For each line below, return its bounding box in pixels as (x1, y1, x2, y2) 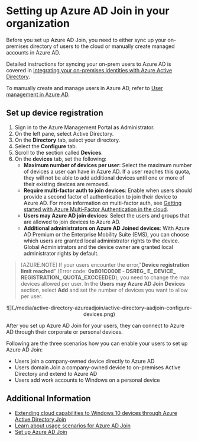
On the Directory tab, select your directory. (14, 136, 121, 143)
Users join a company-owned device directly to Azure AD (14, 357, 155, 365)
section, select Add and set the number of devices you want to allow (20, 286, 188, 293)
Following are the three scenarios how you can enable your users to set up (6, 340, 188, 347)
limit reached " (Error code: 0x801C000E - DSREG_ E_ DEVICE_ (20, 267, 176, 274)
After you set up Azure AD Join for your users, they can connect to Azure (6, 322, 185, 329)
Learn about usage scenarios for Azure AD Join (14, 422, 131, 429)
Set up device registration (6, 108, 103, 118)
